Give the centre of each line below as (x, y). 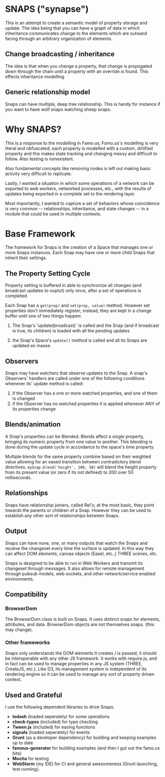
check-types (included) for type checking (55, 722)
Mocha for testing (31, 759)
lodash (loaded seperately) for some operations (61, 717)
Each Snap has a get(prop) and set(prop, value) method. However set (78, 306)
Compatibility (26, 594)
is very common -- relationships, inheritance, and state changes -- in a (77, 208)
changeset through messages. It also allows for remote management (75, 568)
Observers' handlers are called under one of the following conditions (75, 378)
